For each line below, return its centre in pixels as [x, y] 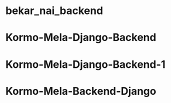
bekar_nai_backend [54, 11]
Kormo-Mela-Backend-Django [81, 91]
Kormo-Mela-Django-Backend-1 [85, 64]
